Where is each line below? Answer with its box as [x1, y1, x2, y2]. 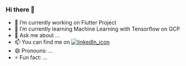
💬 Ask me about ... [14, 32, 60, 39]
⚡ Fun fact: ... [14, 54, 48, 61]
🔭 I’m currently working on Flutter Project [14, 19, 117, 26]
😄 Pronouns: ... [14, 47, 54, 55]
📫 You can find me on [14, 38, 70, 46]
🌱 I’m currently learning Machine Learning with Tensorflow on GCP [14, 25, 181, 32]
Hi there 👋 [5, 5, 36, 14]
